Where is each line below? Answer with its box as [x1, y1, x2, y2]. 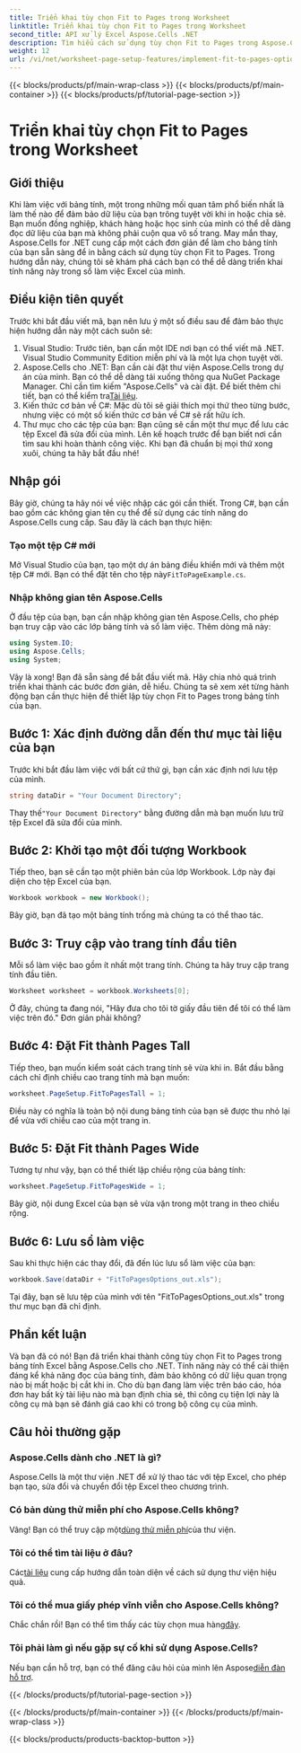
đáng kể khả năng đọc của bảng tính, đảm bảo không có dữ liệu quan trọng [9, 1370, 288, 1380]
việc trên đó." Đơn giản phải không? [9, 1012, 142, 1023]
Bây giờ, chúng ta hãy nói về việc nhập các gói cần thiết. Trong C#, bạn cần [9, 498, 289, 508]
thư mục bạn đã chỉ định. [9, 1300, 101, 1311]
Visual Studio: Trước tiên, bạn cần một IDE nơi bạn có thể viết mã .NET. [21, 342, 285, 353]
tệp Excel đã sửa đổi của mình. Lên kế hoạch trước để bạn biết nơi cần [21, 428, 282, 439]
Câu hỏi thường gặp [9, 1424, 121, 1440]
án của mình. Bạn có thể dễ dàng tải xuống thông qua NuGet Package [21, 371, 280, 382]
